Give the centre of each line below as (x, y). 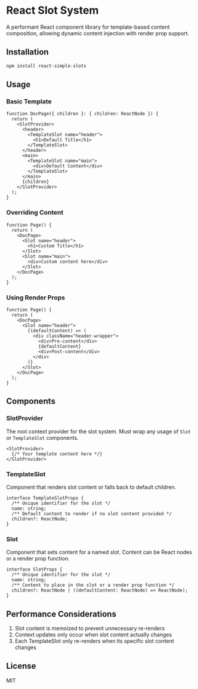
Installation (27, 52)
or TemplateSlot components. (42, 437)
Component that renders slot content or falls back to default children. (91, 487)
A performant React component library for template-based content (88, 27)
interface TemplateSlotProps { (45, 498)
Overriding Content (35, 213)
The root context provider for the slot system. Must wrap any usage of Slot (98, 431)
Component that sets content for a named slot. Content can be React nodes (99, 552)
